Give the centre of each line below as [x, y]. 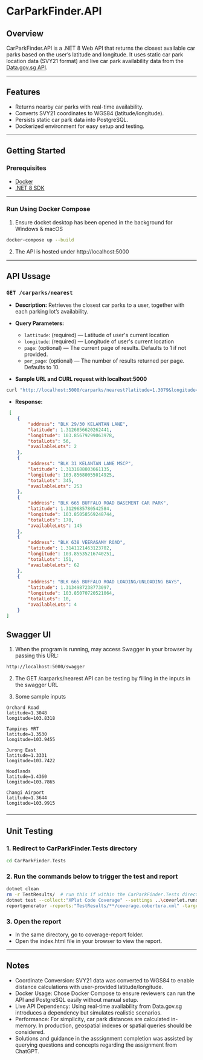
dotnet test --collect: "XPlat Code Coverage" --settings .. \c [86, 900]
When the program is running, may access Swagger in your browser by [104, 649]
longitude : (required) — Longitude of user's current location [99, 341]
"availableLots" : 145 [55, 526]
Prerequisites [26, 168]
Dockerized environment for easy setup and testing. [80, 126]
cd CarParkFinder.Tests [36, 860]
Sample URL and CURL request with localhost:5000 [81, 379]
